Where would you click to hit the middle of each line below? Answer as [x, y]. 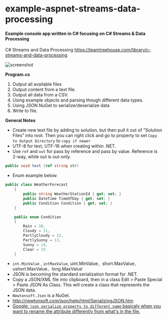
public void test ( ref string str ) [42, 166]
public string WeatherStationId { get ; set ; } [72, 194]
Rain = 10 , [34, 226]
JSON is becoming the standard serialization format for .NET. [75, 274]
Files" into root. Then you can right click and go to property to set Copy [85, 135]
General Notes [20, 120]
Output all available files [37, 84]
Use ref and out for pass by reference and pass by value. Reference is [85, 151]
